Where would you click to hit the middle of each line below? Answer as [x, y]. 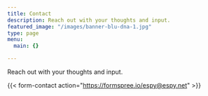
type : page [23, 33]
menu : [15, 40]
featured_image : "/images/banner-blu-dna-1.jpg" [79, 26]
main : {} [26, 46]
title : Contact [29, 14]
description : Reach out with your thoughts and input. [89, 20]
